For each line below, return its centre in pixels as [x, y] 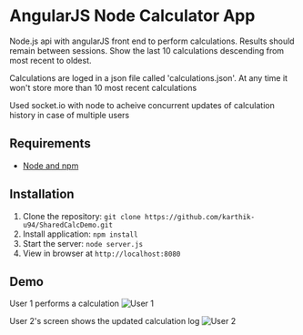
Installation [42, 194]
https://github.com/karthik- [200, 217]
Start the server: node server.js [83, 243]
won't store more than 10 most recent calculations [103, 87]
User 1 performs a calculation [65, 304]
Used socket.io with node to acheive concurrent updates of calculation [142, 105]
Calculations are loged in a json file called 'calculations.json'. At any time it [149, 77]
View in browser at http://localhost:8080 [101, 253]
